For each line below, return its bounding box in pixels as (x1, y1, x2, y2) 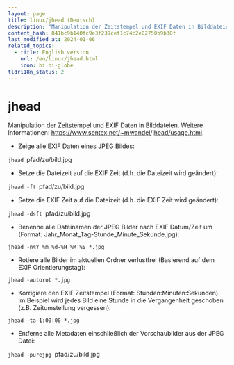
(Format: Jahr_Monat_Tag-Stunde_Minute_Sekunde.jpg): (17, 230, 180, 238)
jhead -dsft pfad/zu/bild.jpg (8, 209, 91, 218)
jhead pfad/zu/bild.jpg (8, 156, 72, 164)
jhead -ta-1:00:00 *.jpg (8, 317, 80, 324)
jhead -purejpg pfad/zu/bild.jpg (8, 350, 100, 359)
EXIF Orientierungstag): (17, 263, 85, 272)
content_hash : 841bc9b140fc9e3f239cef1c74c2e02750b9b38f (8, 29, 176, 37)
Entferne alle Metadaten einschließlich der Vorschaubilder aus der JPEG (17, 330, 224, 338)
